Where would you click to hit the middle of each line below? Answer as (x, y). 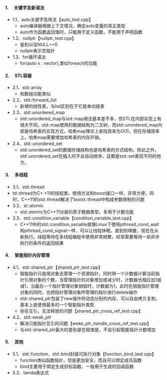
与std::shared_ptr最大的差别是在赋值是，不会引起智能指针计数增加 (88, 330)
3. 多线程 (17, 175)
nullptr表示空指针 (37, 51)
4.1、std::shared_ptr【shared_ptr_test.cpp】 (58, 267)
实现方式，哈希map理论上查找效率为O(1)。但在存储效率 (103, 131)
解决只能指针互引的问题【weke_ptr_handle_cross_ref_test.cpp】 (85, 323)
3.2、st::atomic (28, 205)
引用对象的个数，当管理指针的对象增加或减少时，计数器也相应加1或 (93, 280)
